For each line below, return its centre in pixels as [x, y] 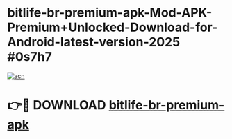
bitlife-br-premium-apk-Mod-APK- [110, 13]
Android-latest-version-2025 [94, 42]
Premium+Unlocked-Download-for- [113, 27]
